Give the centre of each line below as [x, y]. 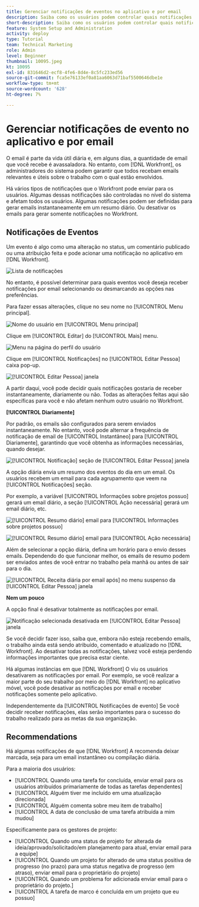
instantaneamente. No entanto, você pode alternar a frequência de [87, 430]
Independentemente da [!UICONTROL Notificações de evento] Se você [93, 705]
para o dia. [19, 568]
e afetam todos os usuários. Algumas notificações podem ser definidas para [99, 201]
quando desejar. [26, 449]
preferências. [22, 295]
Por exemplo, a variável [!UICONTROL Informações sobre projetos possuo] [97, 496]
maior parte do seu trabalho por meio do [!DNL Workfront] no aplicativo [93, 681]
